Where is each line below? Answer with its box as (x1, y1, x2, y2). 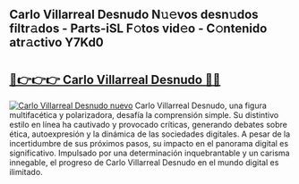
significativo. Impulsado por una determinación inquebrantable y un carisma (9, 147, 290, 158)
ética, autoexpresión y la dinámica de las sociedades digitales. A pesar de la (9, 129, 291, 139)
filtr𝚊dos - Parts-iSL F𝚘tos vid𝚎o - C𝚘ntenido (9, 21, 268, 37)
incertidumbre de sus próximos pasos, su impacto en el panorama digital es (9, 138, 289, 148)
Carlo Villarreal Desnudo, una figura (134, 100, 267, 111)
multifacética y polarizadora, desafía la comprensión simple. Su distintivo (9, 110, 279, 120)
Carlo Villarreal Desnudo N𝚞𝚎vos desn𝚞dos (9, 7, 259, 22)
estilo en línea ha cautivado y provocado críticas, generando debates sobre (9, 120, 288, 130)
